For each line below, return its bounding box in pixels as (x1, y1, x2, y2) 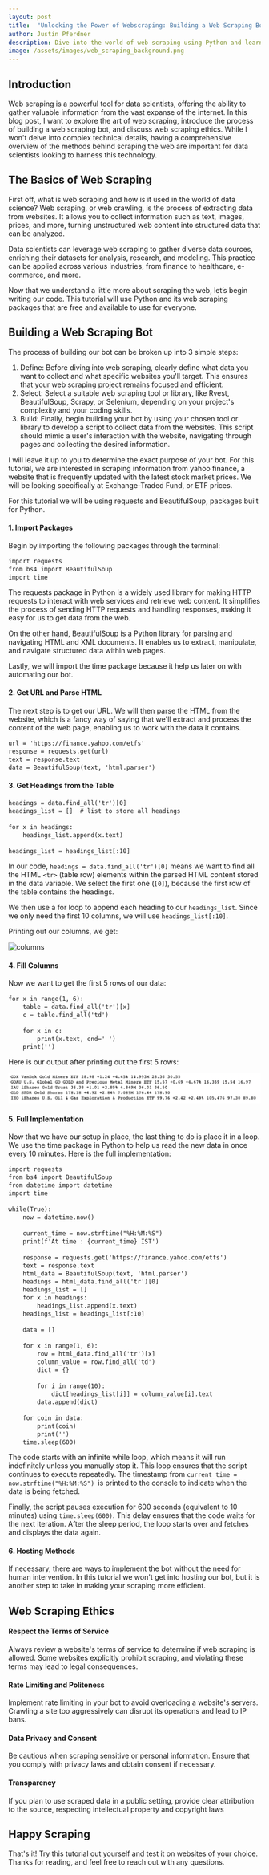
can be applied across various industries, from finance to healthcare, (8, 261, 236, 270)
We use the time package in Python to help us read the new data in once (8, 1141, 248, 1150)
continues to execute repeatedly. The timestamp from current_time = (8, 1470, 238, 1479)
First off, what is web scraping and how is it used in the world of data (8, 194, 236, 204)
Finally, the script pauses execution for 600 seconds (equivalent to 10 (8, 1502, 238, 1512)
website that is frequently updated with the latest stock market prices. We (8, 472, 252, 482)
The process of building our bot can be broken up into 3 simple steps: (8, 347, 239, 356)
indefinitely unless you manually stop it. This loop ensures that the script (8, 1461, 247, 1470)
